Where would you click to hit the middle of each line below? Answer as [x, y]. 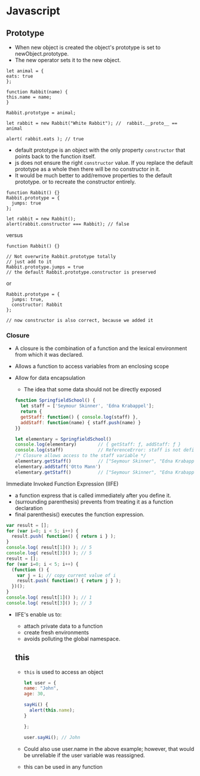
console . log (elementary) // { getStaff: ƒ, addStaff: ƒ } [98, 444]
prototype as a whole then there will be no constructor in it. [87, 169]
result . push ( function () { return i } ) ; [64, 536]
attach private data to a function [63, 626]
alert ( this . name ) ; [52, 710]
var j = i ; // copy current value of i [67, 575]
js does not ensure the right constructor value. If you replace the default [104, 163]
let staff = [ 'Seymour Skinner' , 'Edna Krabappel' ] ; [87, 406]
